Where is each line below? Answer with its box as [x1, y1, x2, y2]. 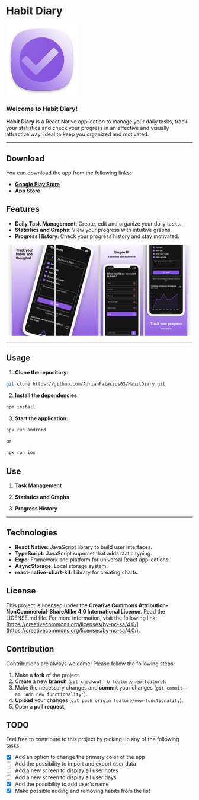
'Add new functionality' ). [23, 690, 88, 697]
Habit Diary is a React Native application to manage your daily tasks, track [6, 118, 188, 125]
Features [6, 204, 40, 214]
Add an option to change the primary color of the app [14, 754, 145, 761]
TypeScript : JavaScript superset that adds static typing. [14, 550, 152, 557]
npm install [6, 404, 36, 410]
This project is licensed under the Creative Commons [6, 601, 138, 609]
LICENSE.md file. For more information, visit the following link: [6, 614, 158, 621]
